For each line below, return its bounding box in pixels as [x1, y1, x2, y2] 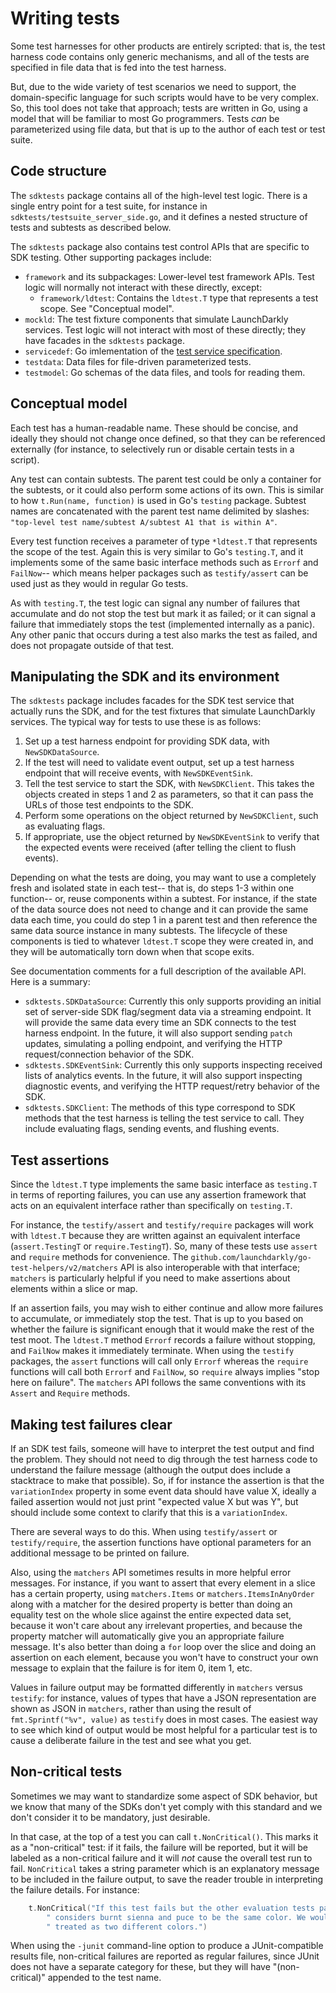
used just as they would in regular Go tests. [10, 577, 189, 589]
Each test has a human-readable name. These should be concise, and [10, 422, 299, 434]
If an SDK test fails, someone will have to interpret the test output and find [10, 1443, 315, 1454]
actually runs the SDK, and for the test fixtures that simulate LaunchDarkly [10, 705, 316, 717]
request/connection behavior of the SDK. [24, 1048, 195, 1061]
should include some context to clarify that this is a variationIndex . [10, 1507, 288, 1518]
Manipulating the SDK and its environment [10, 668, 280, 685]
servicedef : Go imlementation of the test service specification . [24, 345, 283, 357]
